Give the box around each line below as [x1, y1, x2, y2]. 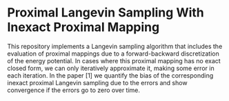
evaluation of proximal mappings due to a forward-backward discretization [7, 49, 219, 58]
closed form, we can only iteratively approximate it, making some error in [7, 64, 215, 72]
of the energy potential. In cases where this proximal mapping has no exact [7, 56, 221, 65]
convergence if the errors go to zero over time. [7, 86, 140, 94]
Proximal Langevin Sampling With [7, 5, 205, 21]
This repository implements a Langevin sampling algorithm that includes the [7, 42, 223, 50]
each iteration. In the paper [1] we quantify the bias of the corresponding [7, 71, 214, 80]
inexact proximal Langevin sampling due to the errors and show [7, 78, 188, 87]
